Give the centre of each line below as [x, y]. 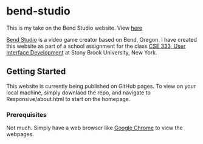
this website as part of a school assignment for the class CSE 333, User [96, 46]
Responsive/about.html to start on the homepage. [68, 99]
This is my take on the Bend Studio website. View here [74, 28]
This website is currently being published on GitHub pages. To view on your [101, 86]
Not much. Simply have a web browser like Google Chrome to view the [95, 128]
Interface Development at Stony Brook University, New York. [82, 52]
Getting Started [36, 72]
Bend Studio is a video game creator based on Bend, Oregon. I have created [102, 39]
